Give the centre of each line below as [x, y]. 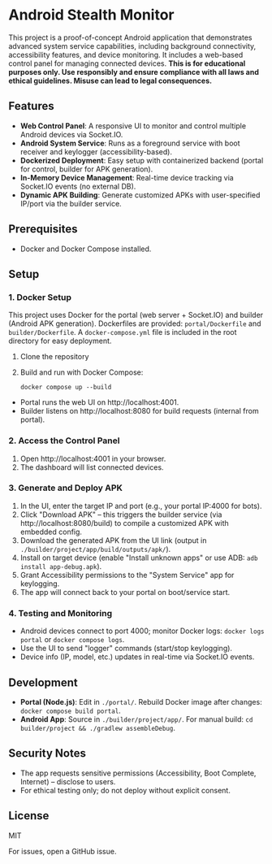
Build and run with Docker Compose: [82, 372]
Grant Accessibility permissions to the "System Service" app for [127, 575]
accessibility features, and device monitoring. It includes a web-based [126, 54]
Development [43, 682]
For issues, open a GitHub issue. [63, 851]
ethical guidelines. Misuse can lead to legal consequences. [110, 80]
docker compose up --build [66, 388]
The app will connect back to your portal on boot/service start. [125, 592]
